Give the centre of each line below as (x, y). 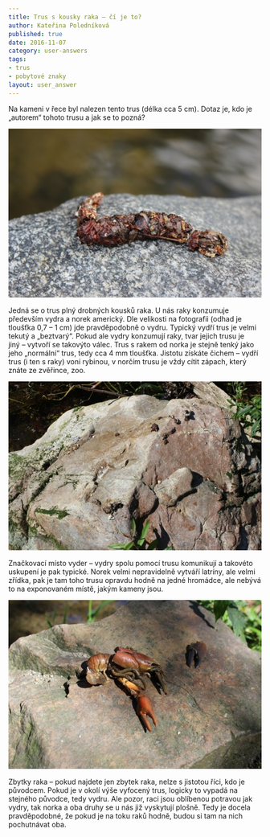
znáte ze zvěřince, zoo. (47, 370)
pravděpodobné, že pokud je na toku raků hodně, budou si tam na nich (126, 816)
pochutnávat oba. (37, 825)
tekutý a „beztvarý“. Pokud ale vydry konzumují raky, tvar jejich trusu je (127, 336)
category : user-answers (48, 51)
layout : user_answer (43, 84)
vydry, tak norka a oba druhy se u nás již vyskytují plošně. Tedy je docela (129, 807)
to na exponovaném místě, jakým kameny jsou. (86, 589)
